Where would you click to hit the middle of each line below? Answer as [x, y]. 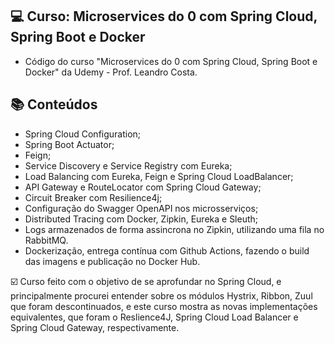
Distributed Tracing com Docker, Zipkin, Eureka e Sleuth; [141, 219]
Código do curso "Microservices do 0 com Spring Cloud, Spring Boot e [171, 61]
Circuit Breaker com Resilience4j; [93, 197]
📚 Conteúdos [54, 104]
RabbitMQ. [46, 240]
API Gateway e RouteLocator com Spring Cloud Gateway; [143, 187]
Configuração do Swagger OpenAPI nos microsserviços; [141, 208]
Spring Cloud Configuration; [83, 134]
